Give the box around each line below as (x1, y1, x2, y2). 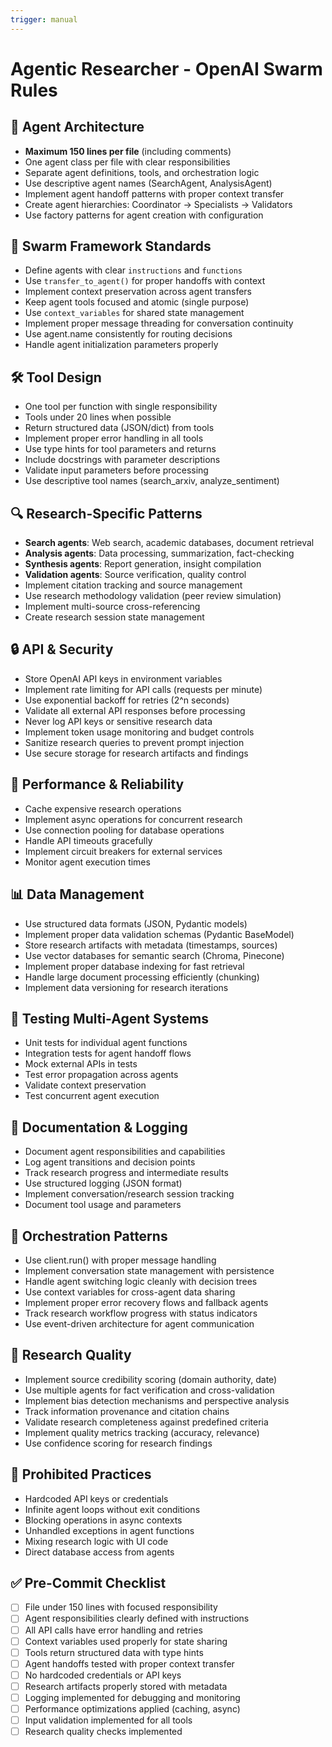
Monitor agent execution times (24, 856, 151, 868)
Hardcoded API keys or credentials (24, 1492, 169, 1505)
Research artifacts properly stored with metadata (24, 1680, 228, 1692)
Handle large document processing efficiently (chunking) (24, 971, 260, 983)
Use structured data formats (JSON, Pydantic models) (24, 917, 248, 930)
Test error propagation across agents (24, 1069, 179, 1081)
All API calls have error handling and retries (24, 1624, 203, 1636)
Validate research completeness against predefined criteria (24, 1416, 269, 1428)
